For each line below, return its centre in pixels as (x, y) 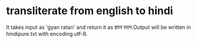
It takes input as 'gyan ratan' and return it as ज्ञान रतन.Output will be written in (98, 27)
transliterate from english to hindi (90, 11)
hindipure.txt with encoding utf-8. (47, 34)
